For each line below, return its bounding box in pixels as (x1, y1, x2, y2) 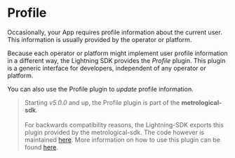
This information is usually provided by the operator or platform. (7, 35, 192, 43)
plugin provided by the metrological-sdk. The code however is (24, 128, 205, 136)
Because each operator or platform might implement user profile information (7, 49, 228, 57)
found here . (24, 143, 58, 151)
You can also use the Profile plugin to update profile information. (7, 85, 194, 93)
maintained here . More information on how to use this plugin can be (24, 135, 221, 144)
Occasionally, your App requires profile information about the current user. (7, 28, 222, 36)
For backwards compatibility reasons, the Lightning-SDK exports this (24, 120, 224, 129)
